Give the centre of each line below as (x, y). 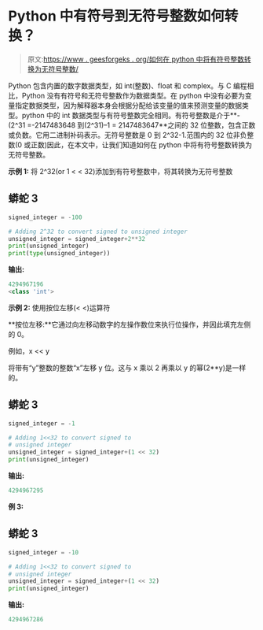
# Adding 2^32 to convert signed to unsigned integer (98, 232)
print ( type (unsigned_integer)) (59, 254)
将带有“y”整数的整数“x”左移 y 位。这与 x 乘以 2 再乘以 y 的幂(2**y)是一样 (127, 368)
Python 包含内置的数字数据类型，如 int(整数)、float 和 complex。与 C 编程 (128, 85)
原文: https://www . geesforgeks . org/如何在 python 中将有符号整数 (136, 59)
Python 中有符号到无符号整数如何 (117, 16)
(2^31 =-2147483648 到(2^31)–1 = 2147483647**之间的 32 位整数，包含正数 (132, 125)
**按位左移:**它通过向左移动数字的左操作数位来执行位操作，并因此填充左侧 (130, 324)
